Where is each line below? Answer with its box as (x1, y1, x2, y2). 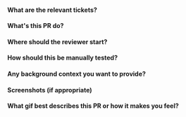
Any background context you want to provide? (7, 69, 147, 78)
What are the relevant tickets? (7, 6, 97, 14)
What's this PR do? (7, 22, 64, 30)
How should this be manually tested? (7, 53, 118, 62)
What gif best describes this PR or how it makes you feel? (7, 102, 180, 110)
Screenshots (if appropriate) (7, 85, 93, 94)
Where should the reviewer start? (7, 37, 108, 46)
